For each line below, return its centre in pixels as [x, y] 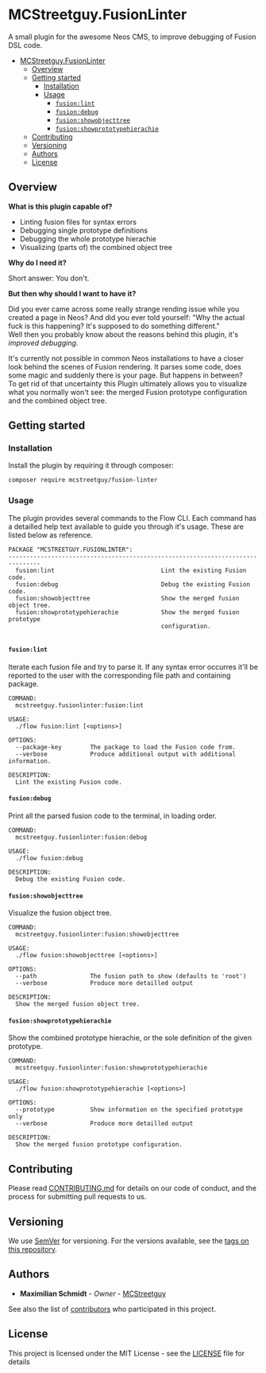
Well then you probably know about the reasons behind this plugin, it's [123, 334]
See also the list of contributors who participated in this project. [112, 1308]
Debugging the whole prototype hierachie [88, 239]
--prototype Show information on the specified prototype [129, 1110]
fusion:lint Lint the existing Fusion [131, 570]
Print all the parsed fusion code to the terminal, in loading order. [112, 816]
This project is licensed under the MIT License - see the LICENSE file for [126, 1353]
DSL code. [25, 45]
